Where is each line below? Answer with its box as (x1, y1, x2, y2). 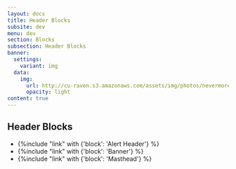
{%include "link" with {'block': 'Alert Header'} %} (17, 140, 159, 148)
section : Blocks (7, 36, 55, 43)
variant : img (20, 62, 58, 69)
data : (13, 69, 30, 76)
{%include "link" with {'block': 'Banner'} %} (17, 147, 144, 155)
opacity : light (25, 88, 71, 95)
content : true (7, 95, 49, 102)
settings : (13, 56, 42, 63)
